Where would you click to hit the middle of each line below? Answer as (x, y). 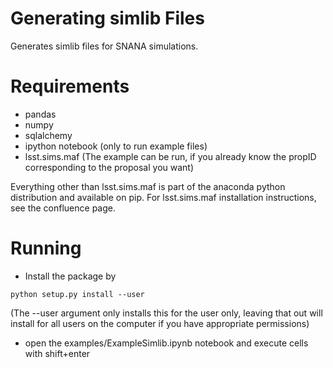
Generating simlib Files (107, 18)
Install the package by (70, 276)
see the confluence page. (63, 208)
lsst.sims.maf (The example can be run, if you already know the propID (170, 156)
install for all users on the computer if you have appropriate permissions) (160, 323)
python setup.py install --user (77, 294)
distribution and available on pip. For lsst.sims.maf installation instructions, (163, 197)
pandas (40, 114)
